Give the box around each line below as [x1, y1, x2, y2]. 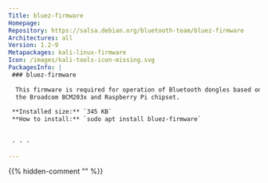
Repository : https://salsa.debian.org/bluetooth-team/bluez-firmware [8, 26, 245, 34]
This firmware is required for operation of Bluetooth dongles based [15, 85, 251, 94]
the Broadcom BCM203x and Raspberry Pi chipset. [15, 93, 180, 101]
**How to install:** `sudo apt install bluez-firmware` [11, 115, 202, 123]
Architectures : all [8, 33, 73, 42]
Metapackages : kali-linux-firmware [8, 49, 127, 56]
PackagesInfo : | [8, 64, 62, 72]
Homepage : [8, 19, 41, 27]
